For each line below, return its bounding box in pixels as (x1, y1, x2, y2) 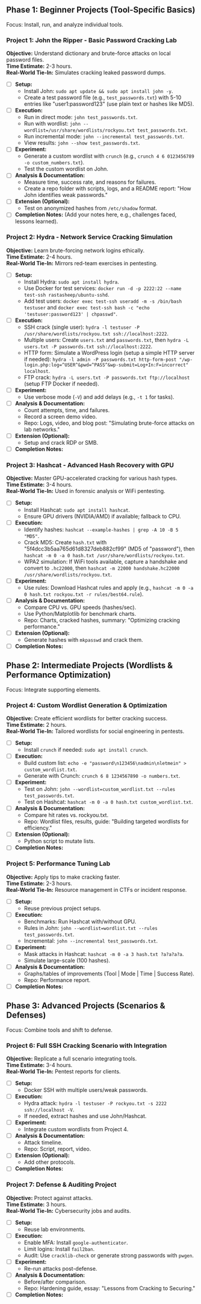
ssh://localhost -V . (23, 1106, 75, 1114)
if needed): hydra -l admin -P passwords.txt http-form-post (23, 355, 177, 363)
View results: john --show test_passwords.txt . (23, 139, 140, 147)
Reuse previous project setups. (23, 905, 101, 912)
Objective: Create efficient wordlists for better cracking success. (6, 714, 167, 721)
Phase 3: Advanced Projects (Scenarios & (6, 1001, 165, 1011)
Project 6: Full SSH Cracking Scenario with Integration (6, 1041, 167, 1050)
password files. (6, 56, 45, 63)
